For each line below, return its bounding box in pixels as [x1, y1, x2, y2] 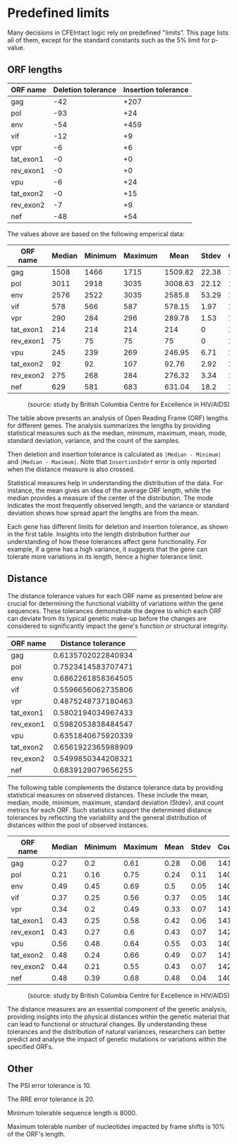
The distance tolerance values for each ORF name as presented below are [7, 591, 224, 600]
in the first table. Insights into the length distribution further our [7, 530, 190, 538]
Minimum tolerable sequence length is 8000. [7, 1109, 138, 1117]
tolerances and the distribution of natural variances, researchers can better [7, 1027, 226, 1036]
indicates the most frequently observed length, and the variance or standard [7, 501, 229, 509]
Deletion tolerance [52, 85, 116, 95]
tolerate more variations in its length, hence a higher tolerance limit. [7, 552, 203, 561]
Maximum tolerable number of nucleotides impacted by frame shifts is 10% [7, 1122, 226, 1131]
